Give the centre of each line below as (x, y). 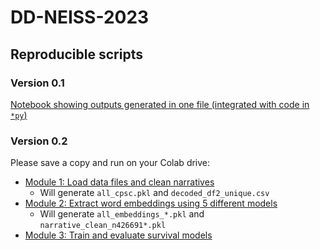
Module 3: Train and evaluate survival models (118, 235)
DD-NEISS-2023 (80, 17)
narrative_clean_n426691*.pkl (103, 226)
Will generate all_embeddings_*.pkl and (122, 214)
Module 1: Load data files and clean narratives (119, 182)
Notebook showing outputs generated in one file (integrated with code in (160, 104)
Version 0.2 (39, 141)
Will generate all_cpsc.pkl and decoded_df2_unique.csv (154, 193)
